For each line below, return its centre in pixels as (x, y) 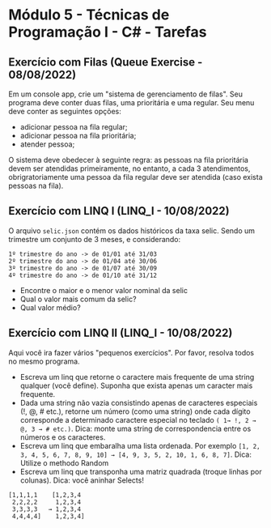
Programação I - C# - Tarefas (108, 32)
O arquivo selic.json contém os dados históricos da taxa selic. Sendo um (132, 230)
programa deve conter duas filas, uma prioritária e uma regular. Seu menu (131, 102)
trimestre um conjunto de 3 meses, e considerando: (95, 239)
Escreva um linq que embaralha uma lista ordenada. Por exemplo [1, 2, (140, 445)
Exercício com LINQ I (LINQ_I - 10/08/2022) (119, 211)
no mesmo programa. (44, 361)
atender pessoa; (47, 144)
